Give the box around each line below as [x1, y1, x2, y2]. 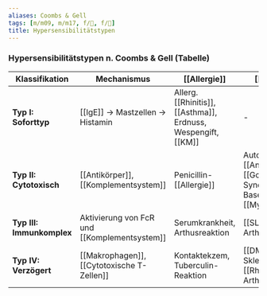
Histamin [79, 116, 113, 127]
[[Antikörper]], [79, 169, 134, 180]
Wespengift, [173, 127, 219, 138]
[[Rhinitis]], [173, 96, 216, 107]
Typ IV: [12, 255, 40, 266]
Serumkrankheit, [173, 216, 236, 228]
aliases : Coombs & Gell [8, 11, 87, 20]
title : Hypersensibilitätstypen [8, 26, 115, 34]
